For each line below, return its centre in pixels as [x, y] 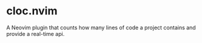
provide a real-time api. [36, 33]
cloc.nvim [32, 11]
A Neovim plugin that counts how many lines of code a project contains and [101, 27]
